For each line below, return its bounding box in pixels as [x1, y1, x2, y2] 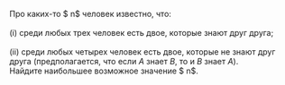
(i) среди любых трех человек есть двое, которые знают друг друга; [9, 28, 274, 38]
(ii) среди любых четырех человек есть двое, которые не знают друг [9, 47, 276, 57]
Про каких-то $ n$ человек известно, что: [9, 9, 171, 19]
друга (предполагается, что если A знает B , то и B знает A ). [9, 56, 239, 66]
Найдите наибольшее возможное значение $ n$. [9, 65, 198, 76]
